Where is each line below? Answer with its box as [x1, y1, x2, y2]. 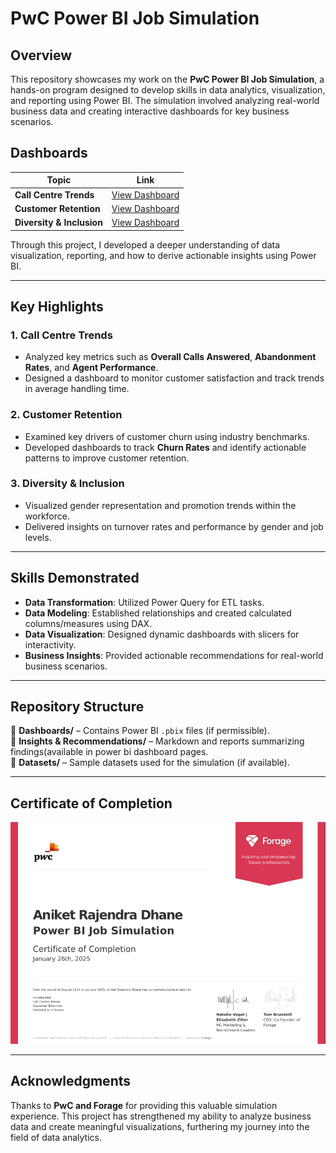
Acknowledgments [10, 1073, 132, 1090]
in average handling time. [24, 383, 130, 395]
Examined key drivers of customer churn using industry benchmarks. [24, 430, 310, 442]
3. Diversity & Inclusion [10, 477, 125, 491]
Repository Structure [10, 698, 145, 716]
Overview [10, 47, 73, 64]
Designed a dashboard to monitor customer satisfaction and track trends [24, 372, 325, 384]
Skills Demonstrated [10, 570, 140, 587]
